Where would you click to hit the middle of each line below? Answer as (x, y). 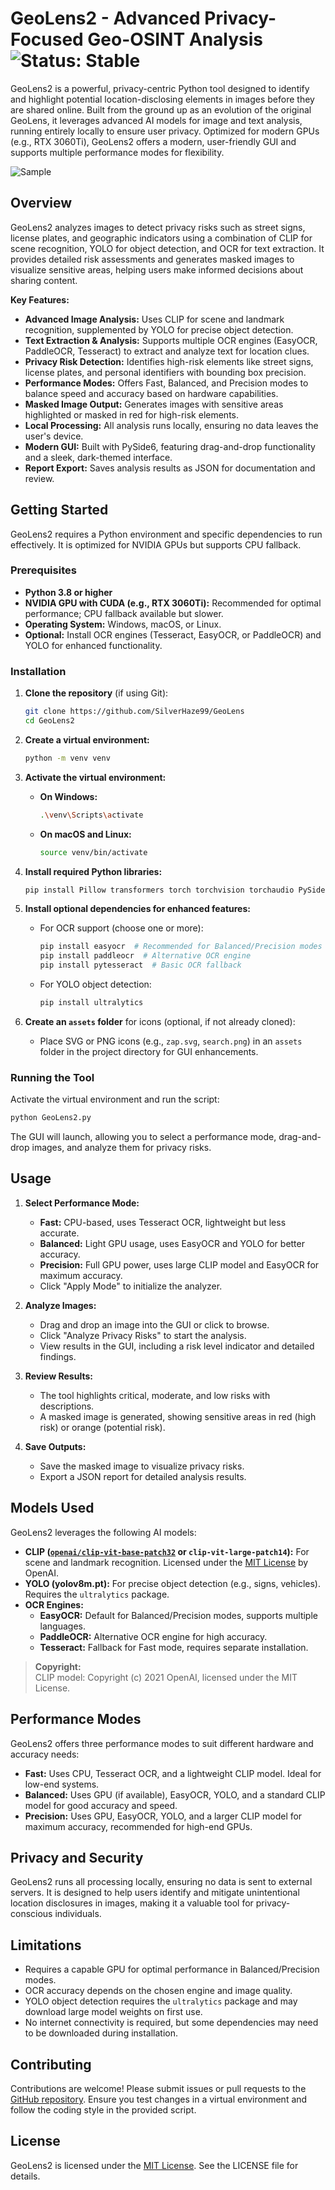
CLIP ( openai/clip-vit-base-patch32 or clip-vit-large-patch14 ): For (167, 1551)
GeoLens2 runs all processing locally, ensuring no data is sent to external (161, 1882)
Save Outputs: (55, 1446)
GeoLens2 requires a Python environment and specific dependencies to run (166, 534)
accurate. (59, 1233)
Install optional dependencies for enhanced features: (137, 909)
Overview (41, 203)
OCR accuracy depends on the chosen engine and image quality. (158, 1991)
